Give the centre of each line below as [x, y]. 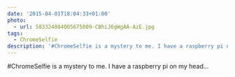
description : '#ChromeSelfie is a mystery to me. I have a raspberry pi [115, 46]
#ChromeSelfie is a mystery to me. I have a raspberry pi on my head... [108, 66]
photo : [17, 20]
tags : [15, 33]
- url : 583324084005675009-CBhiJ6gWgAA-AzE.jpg [84, 27]
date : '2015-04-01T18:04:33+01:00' [59, 14]
